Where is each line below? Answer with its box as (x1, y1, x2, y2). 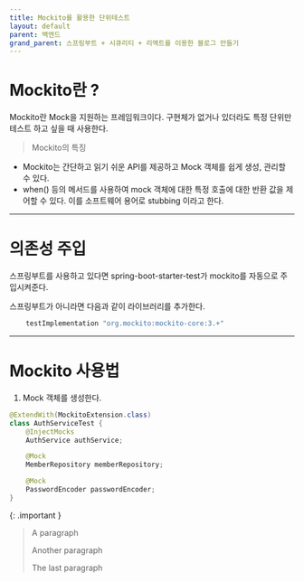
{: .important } (9, 510, 62, 521)
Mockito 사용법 (9, 361, 120, 381)
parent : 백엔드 (9, 30, 62, 39)
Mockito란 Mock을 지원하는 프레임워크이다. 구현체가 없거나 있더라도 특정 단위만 (9, 112, 292, 123)
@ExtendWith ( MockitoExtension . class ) (9, 410, 152, 419)
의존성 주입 (9, 239, 87, 259)
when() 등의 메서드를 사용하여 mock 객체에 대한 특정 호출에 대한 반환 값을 (22, 184, 284, 195)
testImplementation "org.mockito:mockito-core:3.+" (25, 319, 224, 328)
